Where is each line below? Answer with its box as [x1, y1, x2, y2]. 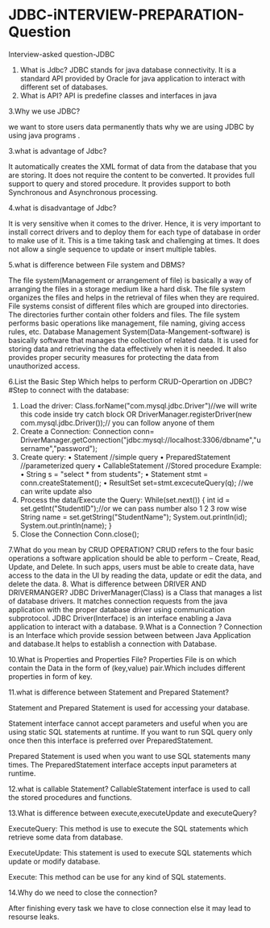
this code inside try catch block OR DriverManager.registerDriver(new [19, 409, 252, 419]
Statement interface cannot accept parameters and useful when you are [8, 719, 248, 728]
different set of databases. [19, 82, 109, 92]
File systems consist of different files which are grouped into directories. [8, 300, 249, 311]
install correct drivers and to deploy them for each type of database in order [8, 227, 261, 237]
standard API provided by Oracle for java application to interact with [19, 73, 246, 83]
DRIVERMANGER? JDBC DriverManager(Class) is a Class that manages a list [8, 587, 263, 597]
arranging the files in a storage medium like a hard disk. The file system [8, 284, 246, 293]
